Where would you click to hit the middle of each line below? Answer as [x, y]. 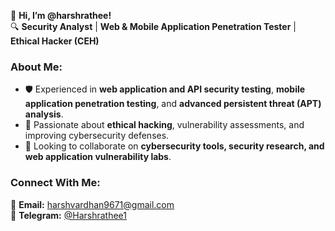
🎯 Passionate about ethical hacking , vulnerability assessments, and [164, 125]
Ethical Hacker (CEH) [55, 41]
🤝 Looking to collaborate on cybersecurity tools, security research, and [174, 146]
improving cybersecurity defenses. [97, 136]
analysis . [44, 114]
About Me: [36, 67]
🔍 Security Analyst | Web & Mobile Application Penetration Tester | [153, 26]
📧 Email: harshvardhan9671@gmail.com [92, 204]
